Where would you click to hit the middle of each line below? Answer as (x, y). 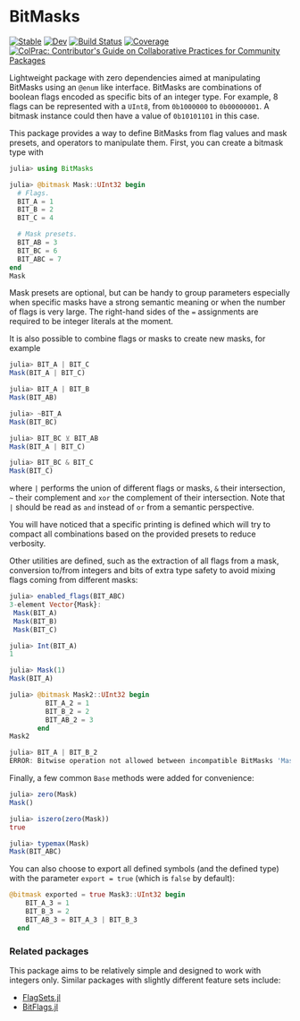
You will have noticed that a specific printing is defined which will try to (140, 525)
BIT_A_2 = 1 (67, 703)
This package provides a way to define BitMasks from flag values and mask (148, 133)
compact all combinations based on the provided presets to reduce (133, 534)
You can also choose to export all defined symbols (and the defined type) (144, 869)
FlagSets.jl (41, 997)
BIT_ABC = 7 (40, 259)
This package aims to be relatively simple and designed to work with (135, 970)
